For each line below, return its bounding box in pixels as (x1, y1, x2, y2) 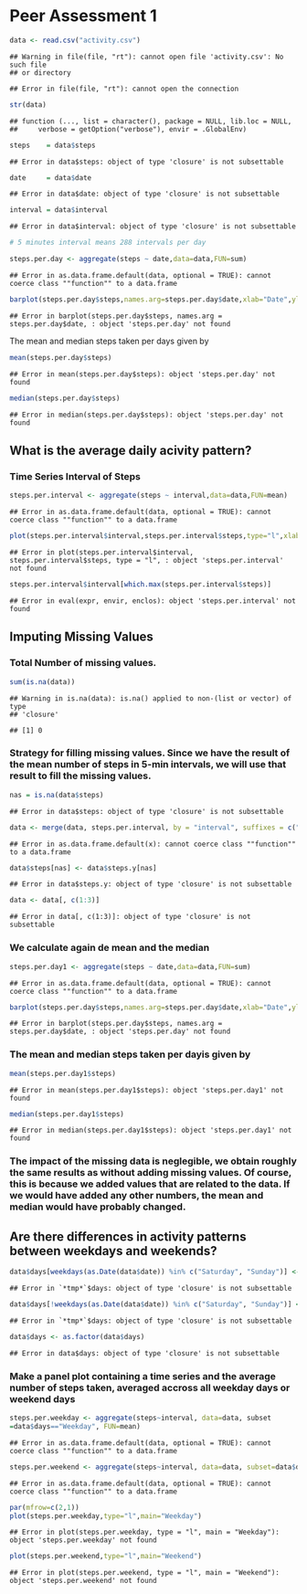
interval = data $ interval (9, 206, 108, 215)
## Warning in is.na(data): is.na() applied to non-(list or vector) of (9, 693, 292, 703)
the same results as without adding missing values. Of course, (9, 1166, 292, 1179)
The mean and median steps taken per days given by (9, 335, 209, 346)
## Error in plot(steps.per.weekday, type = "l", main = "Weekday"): (9, 1527, 281, 1537)
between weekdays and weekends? (9, 1243, 217, 1259)
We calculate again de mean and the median (9, 942, 210, 955)
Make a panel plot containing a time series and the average (9, 1369, 276, 1382)
